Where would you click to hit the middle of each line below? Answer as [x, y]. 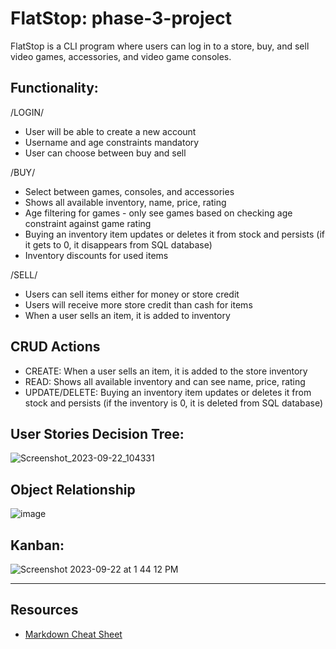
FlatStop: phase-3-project [121, 18]
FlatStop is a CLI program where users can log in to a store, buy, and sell [160, 46]
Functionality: [54, 88]
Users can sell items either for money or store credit [132, 294]
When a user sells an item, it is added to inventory [127, 315]
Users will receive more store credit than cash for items [138, 304]
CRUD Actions [55, 347]
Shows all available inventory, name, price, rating [125, 202]
